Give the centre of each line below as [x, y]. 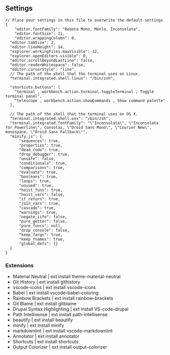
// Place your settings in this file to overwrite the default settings [84, 20]
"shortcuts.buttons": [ [35, 87]
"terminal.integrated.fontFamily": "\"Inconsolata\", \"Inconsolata [84, 123]
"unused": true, [36, 185]
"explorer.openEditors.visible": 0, [49, 56]
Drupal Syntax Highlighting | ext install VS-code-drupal [70, 309]
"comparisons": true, [42, 168]
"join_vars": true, [39, 203]
